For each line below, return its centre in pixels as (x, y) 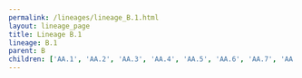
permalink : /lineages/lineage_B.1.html (84, 17)
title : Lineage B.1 (45, 34)
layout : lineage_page (49, 26)
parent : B (27, 51)
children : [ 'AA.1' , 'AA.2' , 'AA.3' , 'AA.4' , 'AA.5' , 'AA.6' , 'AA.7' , (143, 59)
